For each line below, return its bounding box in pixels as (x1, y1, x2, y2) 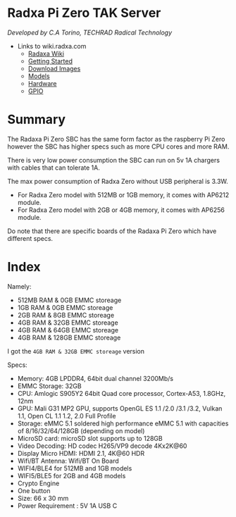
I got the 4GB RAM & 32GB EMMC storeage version (7, 347, 145, 355)
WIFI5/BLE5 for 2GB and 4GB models (17, 471, 126, 480)
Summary (7, 111, 66, 127)
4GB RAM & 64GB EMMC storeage (17, 325, 118, 334)
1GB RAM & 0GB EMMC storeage (17, 303, 113, 311)
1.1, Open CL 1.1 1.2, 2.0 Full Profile (17, 411, 116, 420)
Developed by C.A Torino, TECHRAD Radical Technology (7, 28, 173, 37)
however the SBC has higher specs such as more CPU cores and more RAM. (7, 142, 230, 151)
